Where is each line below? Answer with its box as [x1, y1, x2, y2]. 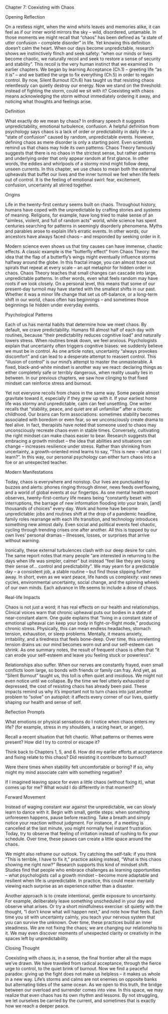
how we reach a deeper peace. [5, 1003, 70, 1009]
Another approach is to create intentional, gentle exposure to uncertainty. [5, 893, 157, 898]
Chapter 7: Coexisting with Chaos [5, 5, 74, 10]
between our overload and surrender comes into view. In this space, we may [5, 987, 163, 993]
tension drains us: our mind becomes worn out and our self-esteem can [5, 642, 153, 647]
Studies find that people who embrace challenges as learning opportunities [5, 867, 160, 873]
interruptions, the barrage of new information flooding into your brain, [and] [5, 500, 161, 506]
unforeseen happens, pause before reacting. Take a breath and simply [5, 815, 150, 821]
